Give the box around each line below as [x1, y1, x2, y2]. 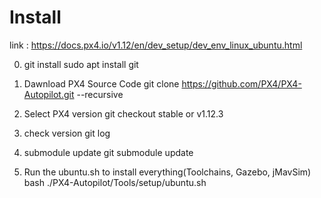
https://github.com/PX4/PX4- [181, 77, 302, 90]
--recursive [76, 88, 124, 100]
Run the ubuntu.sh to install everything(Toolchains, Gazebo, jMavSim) [23, 166, 312, 178]
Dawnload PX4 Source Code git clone [23, 77, 180, 90]
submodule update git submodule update [23, 146, 194, 158]
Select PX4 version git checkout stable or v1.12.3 [23, 107, 224, 120]
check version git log [23, 127, 111, 139]
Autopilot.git [23, 88, 75, 100]
